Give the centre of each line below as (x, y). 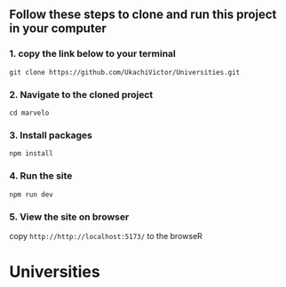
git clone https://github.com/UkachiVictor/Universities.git (125, 72)
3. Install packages (51, 135)
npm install (31, 154)
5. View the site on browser (69, 217)
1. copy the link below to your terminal (92, 54)
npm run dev (31, 195)
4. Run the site (41, 176)
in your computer (58, 29)
